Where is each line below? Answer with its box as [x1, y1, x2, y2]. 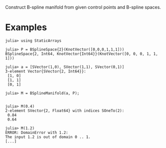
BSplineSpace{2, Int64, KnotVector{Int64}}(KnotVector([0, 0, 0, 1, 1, [5, 51, 158, 56]
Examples [5, 22, 47, 33]
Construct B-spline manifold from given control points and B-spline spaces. [5, 4, 161, 10]
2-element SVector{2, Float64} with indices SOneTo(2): [5, 108, 124, 113]
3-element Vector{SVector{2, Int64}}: [5, 68, 86, 74]
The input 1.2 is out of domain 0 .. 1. [5, 134, 91, 139]
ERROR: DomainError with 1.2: [5, 130, 69, 135]
